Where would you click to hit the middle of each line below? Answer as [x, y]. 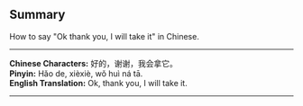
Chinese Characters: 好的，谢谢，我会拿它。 [93, 63]
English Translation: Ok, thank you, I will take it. [98, 83]
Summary [37, 15]
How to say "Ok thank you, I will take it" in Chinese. [105, 36]
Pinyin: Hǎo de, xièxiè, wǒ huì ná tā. [76, 73]
